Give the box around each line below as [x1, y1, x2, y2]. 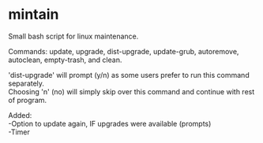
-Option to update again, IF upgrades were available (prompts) [8, 119, 212, 128]
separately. [8, 79, 45, 88]
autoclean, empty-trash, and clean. [8, 55, 122, 64]
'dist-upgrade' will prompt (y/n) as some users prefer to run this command [8, 70, 250, 79]
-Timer [8, 127, 30, 137]
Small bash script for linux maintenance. [8, 31, 139, 41]
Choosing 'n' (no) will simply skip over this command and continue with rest [8, 86, 255, 96]
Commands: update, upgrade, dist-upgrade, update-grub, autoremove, [8, 46, 239, 56]
